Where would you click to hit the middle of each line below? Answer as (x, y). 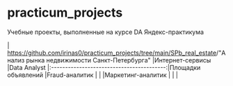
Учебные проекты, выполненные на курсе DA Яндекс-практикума (105, 32)
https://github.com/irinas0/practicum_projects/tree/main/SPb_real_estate (112, 53)
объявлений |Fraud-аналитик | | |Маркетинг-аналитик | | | (93, 75)
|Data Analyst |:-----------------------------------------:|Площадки (104, 67)
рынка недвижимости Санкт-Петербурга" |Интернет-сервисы (119, 60)
